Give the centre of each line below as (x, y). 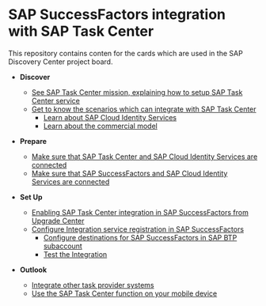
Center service (56, 100)
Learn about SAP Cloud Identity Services (110, 117)
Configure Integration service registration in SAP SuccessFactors (137, 229)
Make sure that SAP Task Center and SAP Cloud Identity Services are (144, 157)
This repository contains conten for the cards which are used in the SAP (125, 53)
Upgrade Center (58, 221)
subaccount (63, 246)
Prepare (33, 141)
